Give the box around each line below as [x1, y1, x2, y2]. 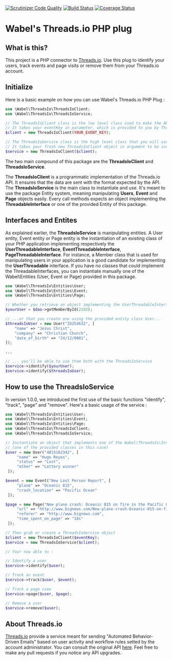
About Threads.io [5, 619, 63, 628]
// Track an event [5, 572, 45, 578]
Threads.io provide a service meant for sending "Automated [5, 633, 132, 639]
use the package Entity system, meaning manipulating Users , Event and [5, 190, 158, 196]
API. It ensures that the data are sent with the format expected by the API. [5, 179, 161, 185]
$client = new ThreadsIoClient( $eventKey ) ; [5, 535, 100, 540]
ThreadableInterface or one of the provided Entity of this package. [5, 201, 147, 207]
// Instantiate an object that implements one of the [5, 440, 123, 445]
